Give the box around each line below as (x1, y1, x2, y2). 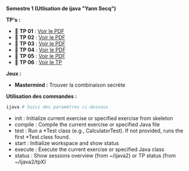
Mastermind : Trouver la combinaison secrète (14, 81, 126, 88)
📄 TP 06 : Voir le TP (14, 59, 63, 66)
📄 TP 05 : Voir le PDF (14, 53, 66, 59)
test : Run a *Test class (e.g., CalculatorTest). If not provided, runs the (14, 127, 183, 134)
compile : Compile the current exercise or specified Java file (14, 121, 160, 128)
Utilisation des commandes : (6, 93, 77, 100)
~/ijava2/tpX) (14, 158, 47, 165)
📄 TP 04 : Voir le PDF (14, 46, 66, 53)
